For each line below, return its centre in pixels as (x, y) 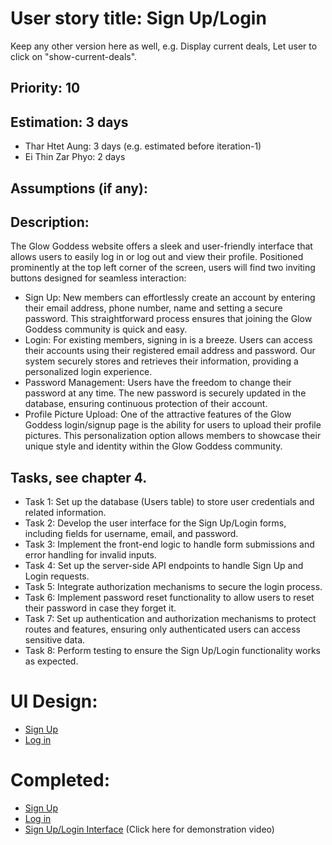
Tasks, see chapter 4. (79, 477)
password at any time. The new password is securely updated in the (165, 393)
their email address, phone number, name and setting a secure (153, 308)
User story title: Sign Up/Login (138, 18)
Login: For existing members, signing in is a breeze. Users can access (168, 340)
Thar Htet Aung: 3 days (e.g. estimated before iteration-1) (143, 146)
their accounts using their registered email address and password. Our (170, 351)
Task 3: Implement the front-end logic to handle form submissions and (169, 544)
